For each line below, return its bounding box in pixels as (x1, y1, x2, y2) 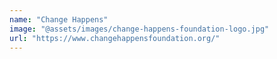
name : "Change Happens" (9, 14, 109, 25)
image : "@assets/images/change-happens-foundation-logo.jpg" (9, 24, 270, 34)
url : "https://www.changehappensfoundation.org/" (9, 33, 221, 43)
